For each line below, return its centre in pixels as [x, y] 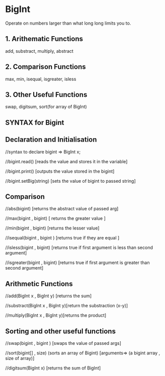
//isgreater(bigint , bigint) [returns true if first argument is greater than [77, 263]
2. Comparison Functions [46, 67]
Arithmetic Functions [39, 284]
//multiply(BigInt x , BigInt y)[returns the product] [56, 315]
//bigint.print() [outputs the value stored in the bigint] [60, 171]
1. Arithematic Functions [44, 39]
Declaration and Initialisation [51, 140]
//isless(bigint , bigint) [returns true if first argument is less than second [79, 247]
